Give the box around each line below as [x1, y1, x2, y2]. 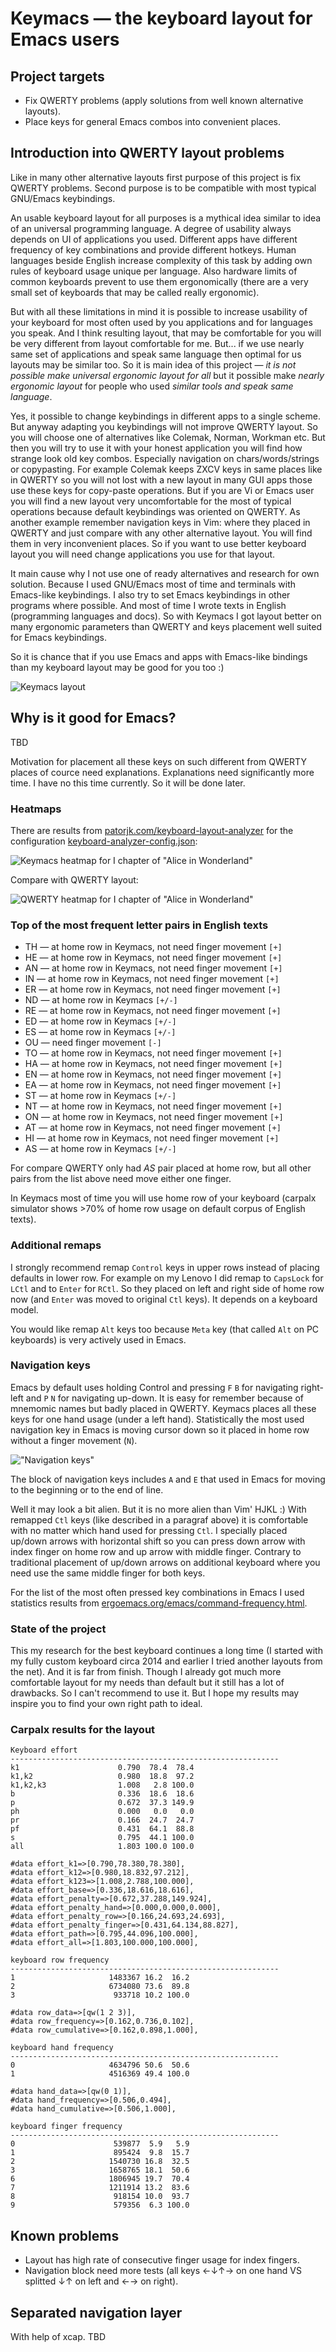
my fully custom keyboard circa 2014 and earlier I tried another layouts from [10, 1655, 323, 1667]
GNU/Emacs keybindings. [10, 192, 116, 204]
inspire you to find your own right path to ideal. [10, 1698, 203, 1710]
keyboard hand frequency [10, 2043, 114, 2053]
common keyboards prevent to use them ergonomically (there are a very [10, 275, 309, 287]
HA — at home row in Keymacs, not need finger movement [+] [24, 1058, 283, 1070]
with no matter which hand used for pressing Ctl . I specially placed [10, 1524, 288, 1536]
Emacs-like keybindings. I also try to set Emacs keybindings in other [10, 588, 291, 601]
